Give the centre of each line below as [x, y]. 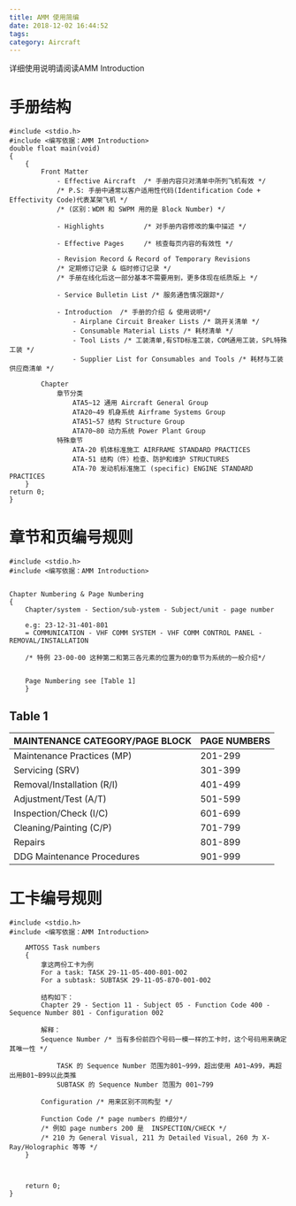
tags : [19, 34]
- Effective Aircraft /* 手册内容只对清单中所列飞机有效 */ [161, 181]
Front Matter [65, 172]
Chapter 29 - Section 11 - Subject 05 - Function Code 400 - [156, 1005]
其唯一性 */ [29, 1049]
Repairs [30, 841]
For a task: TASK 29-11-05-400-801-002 [114, 972]
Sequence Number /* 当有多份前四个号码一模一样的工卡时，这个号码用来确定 [164, 1039]
